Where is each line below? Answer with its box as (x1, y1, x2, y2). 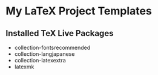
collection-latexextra (14, 57, 66, 64)
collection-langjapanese (14, 50, 75, 58)
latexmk (14, 63, 35, 70)
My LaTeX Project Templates (5, 4, 152, 18)
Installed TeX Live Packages (5, 28, 114, 38)
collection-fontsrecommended (14, 44, 91, 51)
